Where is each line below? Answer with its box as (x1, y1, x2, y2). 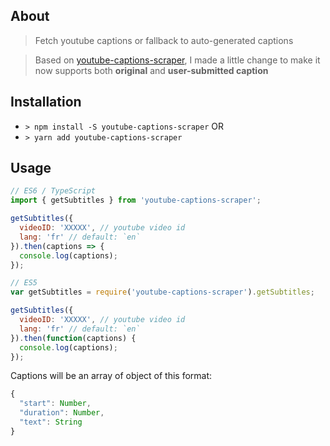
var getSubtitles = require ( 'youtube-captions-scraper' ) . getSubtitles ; (10, 287, 315, 298)
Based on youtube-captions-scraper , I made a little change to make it (34, 54, 321, 66)
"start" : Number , (19, 399, 92, 409)
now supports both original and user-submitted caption (34, 64, 269, 76)
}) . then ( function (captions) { (10, 333, 137, 343)
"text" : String (19, 417, 83, 428)
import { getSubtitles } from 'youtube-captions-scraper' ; (10, 195, 262, 206)
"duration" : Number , (19, 408, 105, 418)
